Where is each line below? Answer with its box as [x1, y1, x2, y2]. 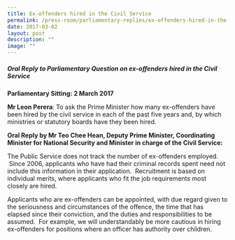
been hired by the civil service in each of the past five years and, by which [7, 110, 222, 119]
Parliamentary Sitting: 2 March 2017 [7, 89, 114, 98]
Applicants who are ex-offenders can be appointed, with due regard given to [7, 195, 228, 203]
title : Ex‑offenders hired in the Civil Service [7, 10, 152, 17]
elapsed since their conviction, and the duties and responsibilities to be [7, 210, 213, 218]
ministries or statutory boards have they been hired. [7, 117, 157, 126]
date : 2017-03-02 [7, 23, 58, 30]
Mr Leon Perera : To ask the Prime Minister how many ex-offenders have [7, 103, 215, 111]
